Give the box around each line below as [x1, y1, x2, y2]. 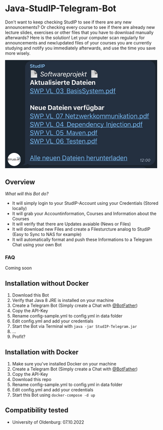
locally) [12, 206, 27, 212]
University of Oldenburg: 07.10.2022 [12, 419, 84, 425]
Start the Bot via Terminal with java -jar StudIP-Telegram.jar [12, 323, 137, 329]
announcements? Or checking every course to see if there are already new [5, 24, 155, 30]
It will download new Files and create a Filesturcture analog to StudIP [12, 226, 151, 232]
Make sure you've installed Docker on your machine [12, 361, 117, 367]
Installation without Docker [5, 279, 89, 287]
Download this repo [12, 377, 52, 383]
